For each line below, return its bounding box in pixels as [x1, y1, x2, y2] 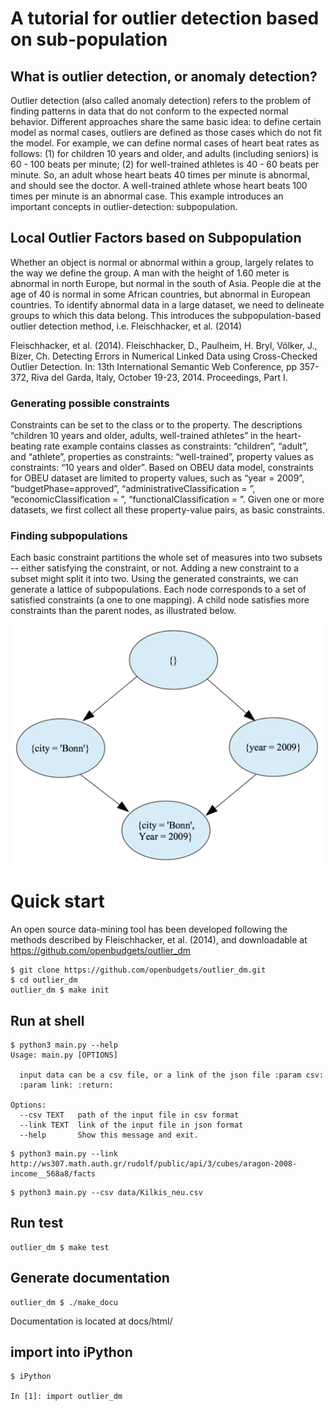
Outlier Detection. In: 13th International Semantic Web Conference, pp [10, 360, 298, 372]
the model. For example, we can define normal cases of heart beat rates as [10, 137, 320, 149]
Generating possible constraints [10, 396, 170, 410]
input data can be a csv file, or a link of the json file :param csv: [19, 1070, 325, 1080]
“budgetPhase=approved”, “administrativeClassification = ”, [10, 483, 256, 495]
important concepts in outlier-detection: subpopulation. [10, 201, 238, 212]
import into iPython [10, 1343, 133, 1361]
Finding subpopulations [10, 529, 128, 543]
